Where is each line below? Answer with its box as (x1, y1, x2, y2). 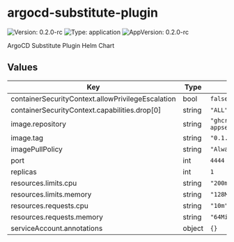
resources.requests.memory (10, 212, 103, 222)
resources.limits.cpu (10, 178, 77, 188)
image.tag (10, 133, 44, 143)
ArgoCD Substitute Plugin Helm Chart (7, 41, 115, 49)
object (182, 223, 204, 233)
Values (7, 61, 38, 74)
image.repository (10, 119, 67, 129)
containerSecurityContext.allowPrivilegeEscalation (10, 94, 176, 104)
